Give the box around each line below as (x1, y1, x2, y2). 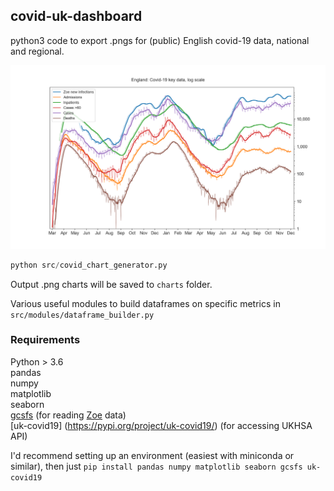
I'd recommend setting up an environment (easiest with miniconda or (10, 449, 295, 461)
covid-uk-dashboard (10, 8, 143, 25)
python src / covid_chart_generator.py (10, 260, 168, 270)
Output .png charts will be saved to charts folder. (10, 278, 213, 290)
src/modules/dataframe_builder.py (10, 310, 155, 320)
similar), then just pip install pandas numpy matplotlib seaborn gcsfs (10, 460, 303, 472)
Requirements (10, 333, 81, 347)
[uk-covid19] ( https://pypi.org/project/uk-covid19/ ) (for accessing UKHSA (10, 419, 313, 431)
